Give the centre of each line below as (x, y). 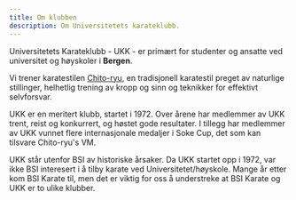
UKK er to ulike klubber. (52, 188)
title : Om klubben (43, 17)
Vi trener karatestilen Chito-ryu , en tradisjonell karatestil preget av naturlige (147, 77)
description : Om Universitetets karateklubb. (94, 26)
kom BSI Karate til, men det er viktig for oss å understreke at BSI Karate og (145, 178)
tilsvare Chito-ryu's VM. (53, 142)
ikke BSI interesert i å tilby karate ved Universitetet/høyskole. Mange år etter (148, 169)
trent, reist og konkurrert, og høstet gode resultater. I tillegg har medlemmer (148, 123)
